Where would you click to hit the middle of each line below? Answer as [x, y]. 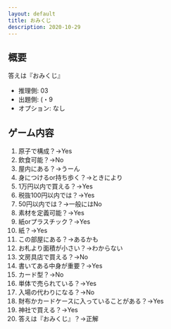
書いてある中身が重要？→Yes [60, 266]
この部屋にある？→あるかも [58, 239]
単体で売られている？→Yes [57, 283]
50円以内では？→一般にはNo [60, 204]
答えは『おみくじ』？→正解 [58, 319]
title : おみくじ [30, 20]
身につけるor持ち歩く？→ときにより [70, 178]
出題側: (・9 [36, 100]
